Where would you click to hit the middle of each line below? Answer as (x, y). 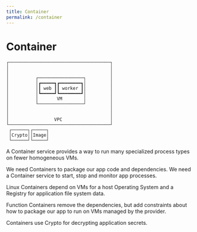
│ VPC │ (60, 120)
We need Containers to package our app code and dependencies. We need (99, 170)
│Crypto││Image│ (29, 135)
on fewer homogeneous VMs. (43, 158)
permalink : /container (34, 17)
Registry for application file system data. (56, 193)
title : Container (28, 12)
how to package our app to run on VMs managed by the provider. (86, 211)
